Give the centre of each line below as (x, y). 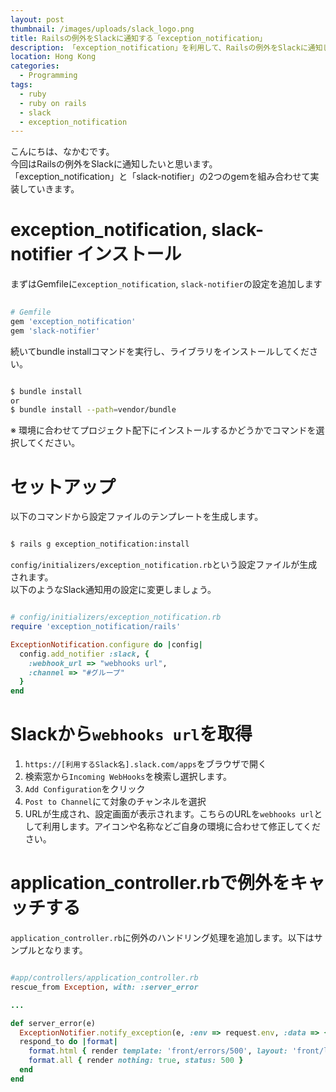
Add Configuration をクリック (85, 789)
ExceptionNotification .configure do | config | (106, 644)
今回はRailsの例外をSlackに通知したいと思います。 (114, 164)
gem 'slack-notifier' (55, 331)
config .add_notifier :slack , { (84, 654)
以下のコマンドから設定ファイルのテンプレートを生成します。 (137, 517)
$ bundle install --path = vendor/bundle (93, 410)
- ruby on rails (53, 103)
